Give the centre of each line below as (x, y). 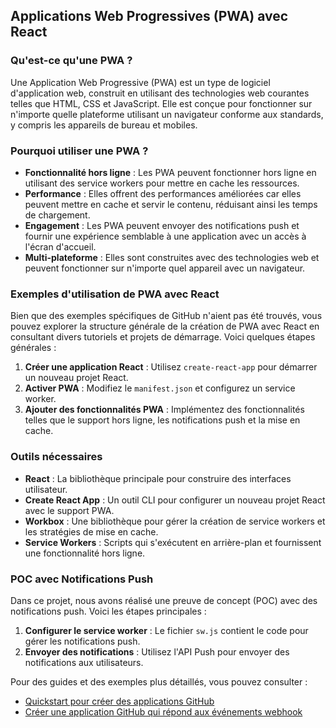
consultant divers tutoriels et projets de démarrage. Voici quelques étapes (163, 337)
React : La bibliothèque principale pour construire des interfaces (158, 478)
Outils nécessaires (56, 457)
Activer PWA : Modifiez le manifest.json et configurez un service (160, 388)
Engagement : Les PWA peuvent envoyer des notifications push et (162, 225)
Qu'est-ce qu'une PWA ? (71, 61)
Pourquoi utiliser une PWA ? (79, 151)
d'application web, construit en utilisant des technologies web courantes (160, 93)
